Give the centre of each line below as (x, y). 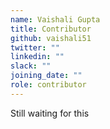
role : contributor (48, 85)
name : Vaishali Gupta (55, 19)
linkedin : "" (37, 57)
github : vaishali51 (51, 38)
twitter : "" (35, 47)
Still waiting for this (50, 113)
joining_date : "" (46, 76)
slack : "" (31, 66)
